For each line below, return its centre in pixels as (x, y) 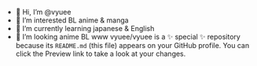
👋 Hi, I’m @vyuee (43, 12)
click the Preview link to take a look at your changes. (101, 54)
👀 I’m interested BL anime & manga (72, 20)
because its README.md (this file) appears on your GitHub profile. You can (132, 45)
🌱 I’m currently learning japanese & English (85, 28)
